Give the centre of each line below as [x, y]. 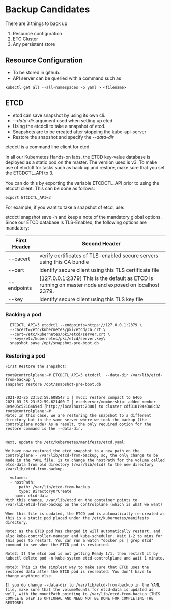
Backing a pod [23, 315]
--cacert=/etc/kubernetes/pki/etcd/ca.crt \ [58, 329]
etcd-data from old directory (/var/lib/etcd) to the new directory [79, 465]
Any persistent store [34, 44]
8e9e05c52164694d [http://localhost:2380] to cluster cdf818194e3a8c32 [83, 406]
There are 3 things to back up [36, 23]
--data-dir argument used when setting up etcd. [63, 120]
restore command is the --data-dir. [44, 429]
